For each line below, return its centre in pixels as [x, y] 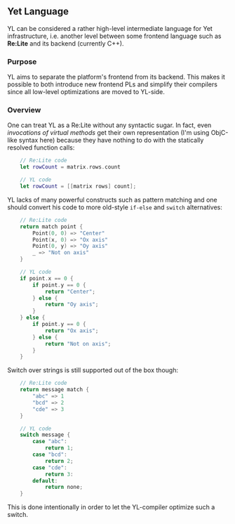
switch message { [45, 435]
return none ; [63, 487]
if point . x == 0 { [47, 278]
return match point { [51, 227]
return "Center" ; [70, 292]
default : [45, 480]
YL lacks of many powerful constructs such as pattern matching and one [112, 199]
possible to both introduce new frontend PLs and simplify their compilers [112, 84]
